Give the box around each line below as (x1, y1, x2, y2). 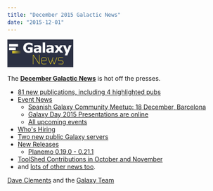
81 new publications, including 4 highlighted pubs (17, 88, 162, 96)
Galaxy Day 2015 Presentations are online (27, 110, 149, 119)
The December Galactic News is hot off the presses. (7, 74, 161, 83)
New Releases (17, 140, 60, 149)
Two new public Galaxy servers (17, 133, 109, 141)
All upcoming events (27, 118, 88, 126)
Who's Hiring (17, 125, 56, 133)
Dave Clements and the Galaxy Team (7, 176, 115, 185)
